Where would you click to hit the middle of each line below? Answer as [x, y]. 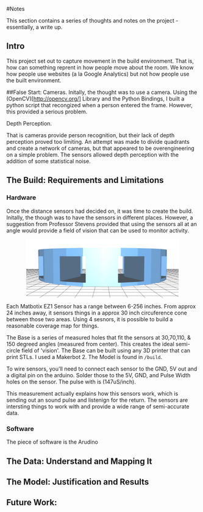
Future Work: [32, 503]
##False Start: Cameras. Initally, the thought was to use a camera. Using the [102, 92]
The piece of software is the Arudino [52, 442]
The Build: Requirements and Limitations [85, 180]
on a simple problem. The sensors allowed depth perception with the [92, 154]
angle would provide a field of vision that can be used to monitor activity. [98, 230]
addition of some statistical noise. [48, 161]
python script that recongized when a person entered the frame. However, [100, 105]
